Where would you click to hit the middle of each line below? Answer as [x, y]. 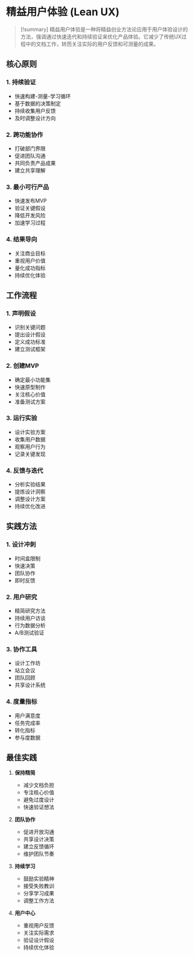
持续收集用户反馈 [35, 111]
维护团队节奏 [39, 854]
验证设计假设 [39, 940]
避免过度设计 [39, 800]
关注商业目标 [30, 253]
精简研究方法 [30, 611]
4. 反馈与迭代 [25, 470]
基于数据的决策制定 [38, 103]
